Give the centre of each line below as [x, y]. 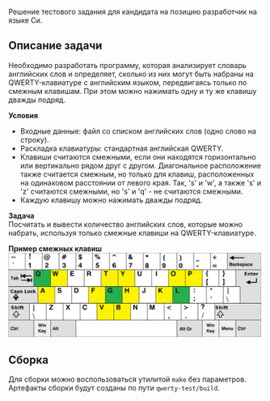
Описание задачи [55, 46]
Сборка [28, 360]
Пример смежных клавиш [55, 248]
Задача [21, 215]
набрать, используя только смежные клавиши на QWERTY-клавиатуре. [132, 232]
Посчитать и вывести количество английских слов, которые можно [126, 224]
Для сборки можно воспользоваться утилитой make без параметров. [127, 379]
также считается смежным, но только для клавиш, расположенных [137, 174]
